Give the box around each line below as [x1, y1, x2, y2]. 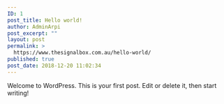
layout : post [7, 36, 45, 43]
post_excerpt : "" [7, 29, 58, 37]
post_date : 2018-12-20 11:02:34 [7, 62, 101, 69]
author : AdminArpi [7, 23, 61, 30]
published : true [7, 56, 54, 63]
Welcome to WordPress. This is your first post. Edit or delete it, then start [7, 81, 217, 89]
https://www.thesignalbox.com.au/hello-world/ [13, 50, 151, 57]
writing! [7, 89, 29, 97]
